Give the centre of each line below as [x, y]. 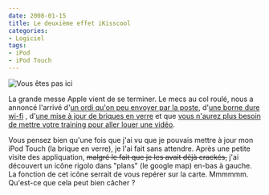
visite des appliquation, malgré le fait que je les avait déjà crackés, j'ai [124, 156]
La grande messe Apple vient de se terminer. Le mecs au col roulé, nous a [131, 99]
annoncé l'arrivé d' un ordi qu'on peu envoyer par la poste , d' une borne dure [134, 107]
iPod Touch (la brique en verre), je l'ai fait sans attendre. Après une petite [129, 148]
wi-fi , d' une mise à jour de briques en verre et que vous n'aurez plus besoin [134, 116]
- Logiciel [26, 38]
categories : [28, 30]
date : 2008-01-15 [37, 16]
